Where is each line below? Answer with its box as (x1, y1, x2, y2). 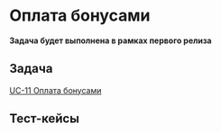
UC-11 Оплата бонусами (9, 84, 102, 95)
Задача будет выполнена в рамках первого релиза (9, 35, 212, 46)
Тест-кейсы (9, 111, 79, 127)
